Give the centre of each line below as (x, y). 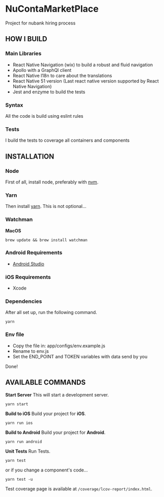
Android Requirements (34, 253)
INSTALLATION (30, 156)
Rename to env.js (31, 351)
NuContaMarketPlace (52, 9)
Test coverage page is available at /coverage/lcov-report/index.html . (79, 489)
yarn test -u (19, 479)
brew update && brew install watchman (46, 240)
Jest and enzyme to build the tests (49, 92)
